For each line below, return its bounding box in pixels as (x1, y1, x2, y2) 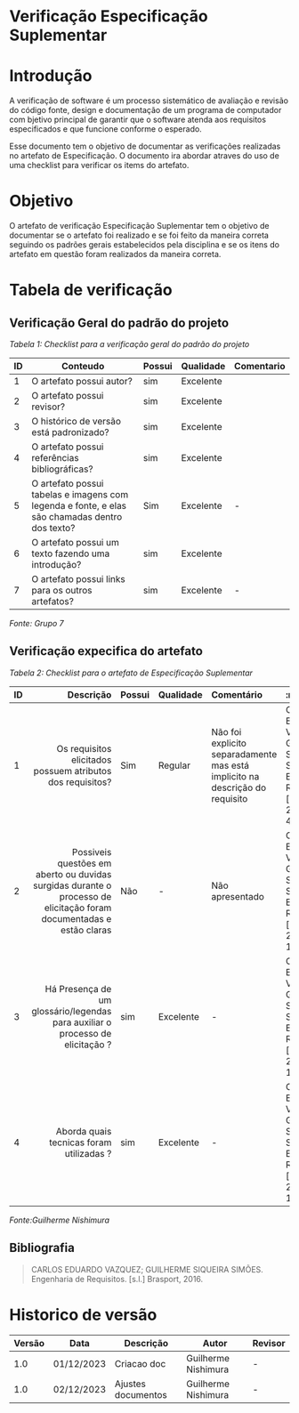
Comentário (211, 688, 263, 700)
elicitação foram (44, 901, 112, 914)
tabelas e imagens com (31, 488, 129, 501)
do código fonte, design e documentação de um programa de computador (9, 105, 282, 116)
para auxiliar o (52, 1016, 112, 1029)
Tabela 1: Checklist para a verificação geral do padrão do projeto (9, 339, 250, 350)
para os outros (31, 585, 93, 597)
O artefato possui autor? (31, 375, 133, 388)
